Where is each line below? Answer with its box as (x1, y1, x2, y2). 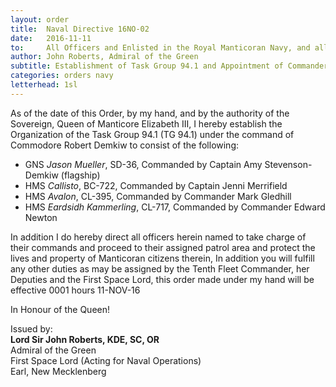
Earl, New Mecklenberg (10, 365, 107, 377)
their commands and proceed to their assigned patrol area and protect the (10, 241, 316, 253)
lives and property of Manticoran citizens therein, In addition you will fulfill (10, 252, 315, 264)
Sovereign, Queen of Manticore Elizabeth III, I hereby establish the (10, 117, 283, 130)
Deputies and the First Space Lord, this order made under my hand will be (10, 273, 315, 285)
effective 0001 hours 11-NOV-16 (10, 284, 141, 296)
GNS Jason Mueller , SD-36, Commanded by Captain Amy (24, 158, 263, 170)
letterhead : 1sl (10, 80, 78, 90)
